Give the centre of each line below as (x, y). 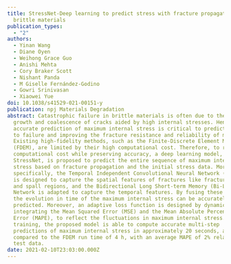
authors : (20, 39)
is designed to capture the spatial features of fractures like (107, 179)
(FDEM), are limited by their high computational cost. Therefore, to (117, 148)
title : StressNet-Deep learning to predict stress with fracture (102, 13)
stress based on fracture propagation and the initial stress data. (113, 167)
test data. (29, 244)
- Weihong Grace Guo (43, 58)
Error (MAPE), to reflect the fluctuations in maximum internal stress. (120, 218)
